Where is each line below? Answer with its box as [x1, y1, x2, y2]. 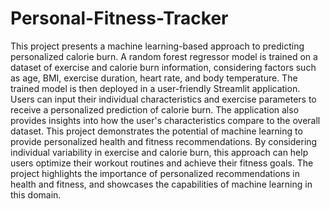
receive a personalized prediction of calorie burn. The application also [10, 103, 300, 116]
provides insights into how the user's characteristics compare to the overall [10, 114, 321, 126]
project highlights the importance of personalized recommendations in [10, 167, 300, 179]
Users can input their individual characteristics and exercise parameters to [10, 93, 317, 105]
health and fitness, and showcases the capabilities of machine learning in [10, 178, 313, 190]
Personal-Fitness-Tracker [10, 7, 229, 30]
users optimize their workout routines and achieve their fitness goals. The [10, 157, 314, 169]
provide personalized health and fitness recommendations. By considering [10, 135, 318, 147]
